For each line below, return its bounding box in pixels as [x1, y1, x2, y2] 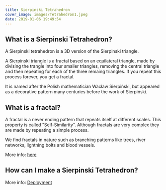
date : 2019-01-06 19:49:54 [5, 16, 61, 21]
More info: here [5, 152, 37, 158]
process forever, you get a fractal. [5, 74, 75, 80]
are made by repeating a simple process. [5, 127, 89, 133]
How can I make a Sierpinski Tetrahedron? [5, 166, 138, 175]
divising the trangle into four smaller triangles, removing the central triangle [5, 63, 160, 69]
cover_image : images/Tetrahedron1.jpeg [5, 12, 88, 17]
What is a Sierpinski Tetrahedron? [5, 35, 113, 43]
